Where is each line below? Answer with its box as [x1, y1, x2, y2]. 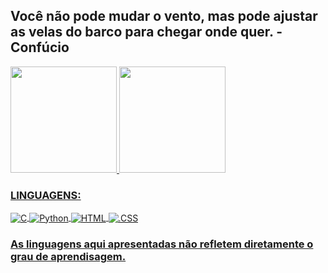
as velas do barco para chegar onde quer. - [10, 24, 283, 41]
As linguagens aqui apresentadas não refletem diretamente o [10, 237, 314, 251]
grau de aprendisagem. [10, 249, 127, 263]
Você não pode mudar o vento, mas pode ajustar [10, 8, 318, 25]
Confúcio [10, 39, 70, 56]
